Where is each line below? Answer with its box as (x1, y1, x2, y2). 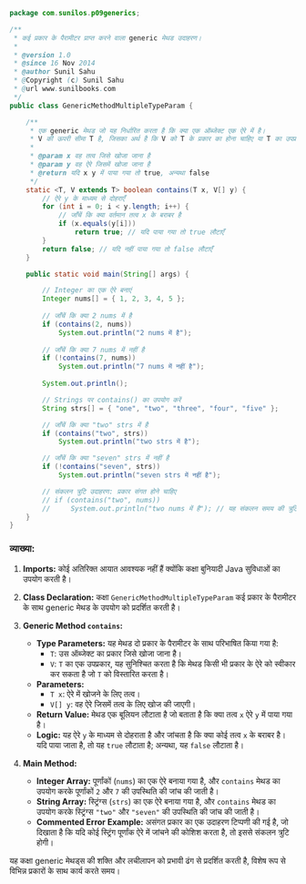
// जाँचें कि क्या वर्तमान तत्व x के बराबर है (57, 210, 181, 220)
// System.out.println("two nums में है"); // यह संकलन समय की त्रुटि (42, 503, 298, 513)
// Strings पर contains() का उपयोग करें (42, 395, 181, 404)
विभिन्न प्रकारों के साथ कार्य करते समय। (9, 865, 121, 876)
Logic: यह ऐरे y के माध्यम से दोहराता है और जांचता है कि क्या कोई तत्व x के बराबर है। (36, 729, 287, 740)
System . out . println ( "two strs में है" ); (57, 437, 200, 446)
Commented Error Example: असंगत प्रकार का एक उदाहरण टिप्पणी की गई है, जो (36, 816, 289, 828)
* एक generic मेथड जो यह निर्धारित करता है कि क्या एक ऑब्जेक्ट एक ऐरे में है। (29, 126, 266, 136)
